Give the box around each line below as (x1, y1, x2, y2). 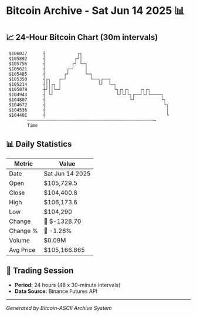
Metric (14, 159, 33, 167)
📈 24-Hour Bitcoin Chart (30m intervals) (6, 32, 158, 42)
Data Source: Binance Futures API (14, 288, 98, 295)
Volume (9, 236, 30, 244)
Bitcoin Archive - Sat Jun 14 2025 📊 (6, 4, 185, 18)
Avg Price (9, 245, 36, 254)
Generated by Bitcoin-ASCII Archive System (6, 304, 112, 311)
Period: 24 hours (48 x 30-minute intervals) (14, 281, 121, 288)
